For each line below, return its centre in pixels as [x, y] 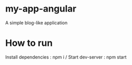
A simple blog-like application [36, 23]
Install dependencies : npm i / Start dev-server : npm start [66, 57]
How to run [29, 43]
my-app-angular [41, 9]
